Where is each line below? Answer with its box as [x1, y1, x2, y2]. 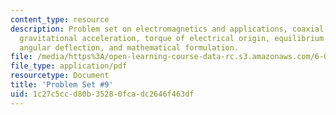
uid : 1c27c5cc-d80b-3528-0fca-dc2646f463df [10, 89, 195, 99]
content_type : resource [10, 14, 110, 25]
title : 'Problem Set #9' [10, 80, 114, 90]
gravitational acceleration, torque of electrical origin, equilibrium [19, 33, 325, 43]
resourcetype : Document [10, 71, 110, 81]
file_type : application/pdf [10, 61, 128, 71]
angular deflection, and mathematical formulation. [19, 42, 240, 53]
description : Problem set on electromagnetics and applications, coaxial [10, 24, 325, 34]
